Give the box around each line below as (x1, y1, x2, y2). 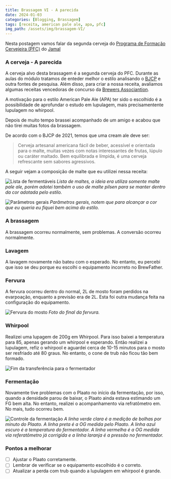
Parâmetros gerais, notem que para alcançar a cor (50, 199, 157, 205)
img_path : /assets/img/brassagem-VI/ (5, 27, 85, 32)
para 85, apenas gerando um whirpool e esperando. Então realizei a (5, 339, 148, 345)
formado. (5, 355, 24, 362)
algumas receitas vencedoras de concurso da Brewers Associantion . (5, 86, 149, 92)
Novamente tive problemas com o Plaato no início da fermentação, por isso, (5, 389, 164, 396)
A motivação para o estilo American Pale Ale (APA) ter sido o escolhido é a (5, 97, 162, 103)
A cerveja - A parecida (5, 59, 62, 66)
